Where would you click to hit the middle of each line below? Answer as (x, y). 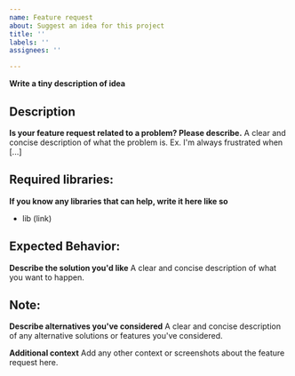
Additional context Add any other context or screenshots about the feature (147, 353)
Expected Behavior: (65, 247)
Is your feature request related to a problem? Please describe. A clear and (147, 132)
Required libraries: (61, 180)
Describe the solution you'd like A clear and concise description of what (143, 268)
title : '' (28, 34)
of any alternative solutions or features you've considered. (116, 336)
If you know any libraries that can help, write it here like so (119, 201)
